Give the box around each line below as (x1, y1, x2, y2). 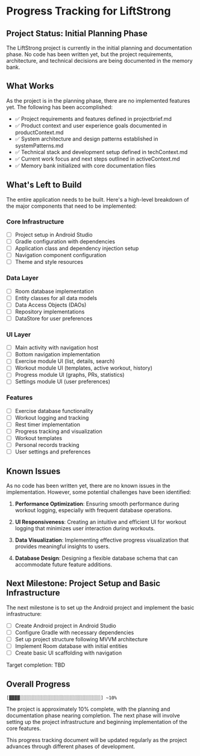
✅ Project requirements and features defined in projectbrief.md (14, 115, 172, 122)
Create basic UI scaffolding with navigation (14, 649, 122, 656)
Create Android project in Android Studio (14, 622, 116, 629)
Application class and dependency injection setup (14, 245, 139, 252)
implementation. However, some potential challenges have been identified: (6, 489, 192, 496)
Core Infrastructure (6, 217, 64, 226)
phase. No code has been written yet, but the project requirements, (6, 51, 173, 58)
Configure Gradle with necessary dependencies (14, 629, 134, 636)
